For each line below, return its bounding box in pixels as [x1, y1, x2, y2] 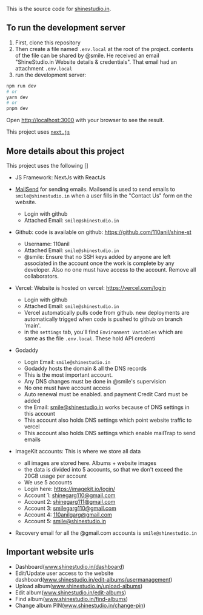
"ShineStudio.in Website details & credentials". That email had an [15, 58, 178, 66]
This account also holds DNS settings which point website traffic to [24, 416, 192, 424]
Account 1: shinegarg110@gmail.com [24, 492, 116, 499]
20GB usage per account [24, 472, 87, 479]
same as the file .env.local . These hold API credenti [24, 335, 156, 342]
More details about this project [6, 146, 125, 156]
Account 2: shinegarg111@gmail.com [24, 498, 116, 505]
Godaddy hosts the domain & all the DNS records [24, 365, 147, 372]
